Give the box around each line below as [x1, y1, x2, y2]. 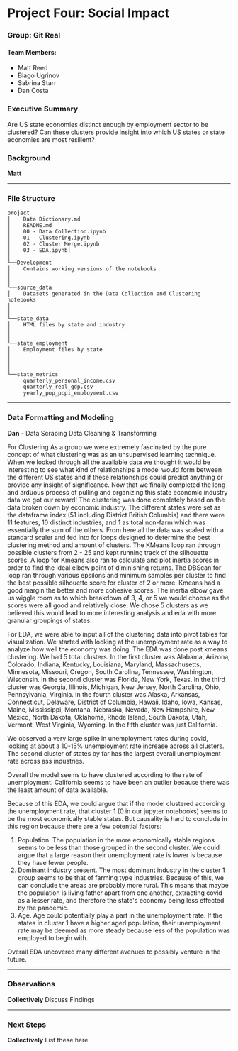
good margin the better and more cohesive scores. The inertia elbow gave [7, 585, 224, 594]
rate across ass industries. [7, 756, 85, 765]
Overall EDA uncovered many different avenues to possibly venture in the [7, 947, 221, 956]
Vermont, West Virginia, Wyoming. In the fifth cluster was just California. [7, 720, 218, 729]
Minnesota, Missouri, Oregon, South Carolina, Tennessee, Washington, [7, 667, 214, 676]
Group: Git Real [7, 31, 61, 40]
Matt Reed [17, 64, 48, 72]
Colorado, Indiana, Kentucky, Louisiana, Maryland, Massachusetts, [7, 660, 202, 668]
